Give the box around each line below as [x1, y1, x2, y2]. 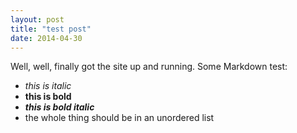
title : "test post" [10, 24, 92, 34]
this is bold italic [24, 101, 95, 113]
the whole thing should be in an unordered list [24, 112, 215, 124]
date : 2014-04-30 [10, 33, 83, 43]
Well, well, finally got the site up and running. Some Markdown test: [10, 61, 288, 73]
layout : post [10, 14, 65, 25]
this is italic [24, 80, 72, 92]
